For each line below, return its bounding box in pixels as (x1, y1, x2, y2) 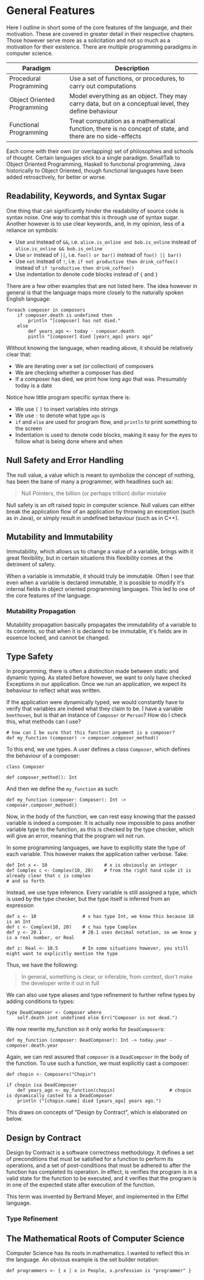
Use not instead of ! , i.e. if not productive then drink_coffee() (15, 258, 178, 265)
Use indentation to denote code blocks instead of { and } (15, 270, 158, 278)
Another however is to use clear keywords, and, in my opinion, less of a (6, 220, 185, 227)
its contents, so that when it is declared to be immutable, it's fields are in (6, 627, 188, 635)
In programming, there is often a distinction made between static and (6, 668, 179, 675)
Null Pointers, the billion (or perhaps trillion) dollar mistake (21, 490, 167, 497)
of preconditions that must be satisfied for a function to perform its (6, 1155, 174, 1163)
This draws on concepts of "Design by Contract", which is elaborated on (6, 1109, 188, 1116)
